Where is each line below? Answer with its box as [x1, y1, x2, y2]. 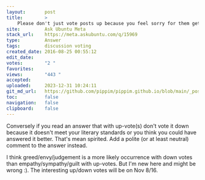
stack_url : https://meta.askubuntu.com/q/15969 [6, 32, 138, 38]
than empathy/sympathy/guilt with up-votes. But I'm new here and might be [6, 160, 196, 167]
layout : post [6, 9, 56, 15]
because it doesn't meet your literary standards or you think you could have [6, 129, 197, 136]
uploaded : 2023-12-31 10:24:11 [6, 83, 97, 89]
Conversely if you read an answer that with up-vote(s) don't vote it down [6, 122, 189, 129]
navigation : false [6, 99, 59, 106]
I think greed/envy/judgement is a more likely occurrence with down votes [6, 153, 193, 160]
